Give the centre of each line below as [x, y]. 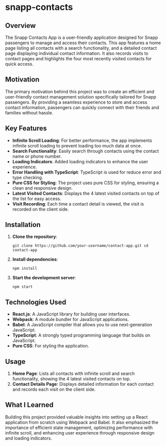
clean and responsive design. [42, 188]
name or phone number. [37, 156]
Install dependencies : [35, 259]
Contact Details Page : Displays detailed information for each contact [83, 384]
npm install [25, 269]
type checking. [28, 177]
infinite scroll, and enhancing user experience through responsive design [80, 433]
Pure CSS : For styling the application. [51, 346]
